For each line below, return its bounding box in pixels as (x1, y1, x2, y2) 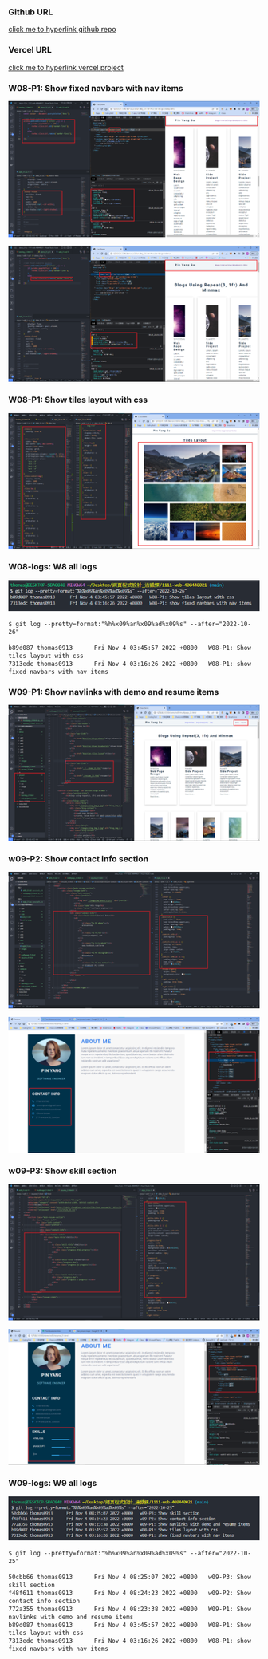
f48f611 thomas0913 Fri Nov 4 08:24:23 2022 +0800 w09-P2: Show (8, 1590, 251, 1598)
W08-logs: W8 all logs (8, 562, 97, 573)
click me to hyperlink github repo (8, 25, 117, 34)
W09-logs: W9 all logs (8, 1478, 97, 1489)
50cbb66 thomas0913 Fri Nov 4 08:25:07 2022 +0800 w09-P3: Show (8, 1574, 251, 1582)
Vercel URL (8, 45, 52, 56)
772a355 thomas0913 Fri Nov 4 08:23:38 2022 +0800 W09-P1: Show (8, 1606, 251, 1614)
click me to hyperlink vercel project (8, 62, 124, 72)
